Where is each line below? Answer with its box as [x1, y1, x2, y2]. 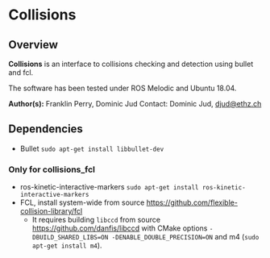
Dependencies [8, 123, 83, 136]
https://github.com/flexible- [146, 198, 238, 207]
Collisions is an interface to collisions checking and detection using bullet [8, 59, 254, 69]
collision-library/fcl [19, 206, 83, 216]
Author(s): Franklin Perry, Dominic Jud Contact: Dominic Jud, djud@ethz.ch [8, 99, 262, 108]
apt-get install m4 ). [31, 240, 102, 251]
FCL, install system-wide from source [19, 198, 145, 207]
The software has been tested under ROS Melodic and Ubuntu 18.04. [8, 83, 237, 93]
